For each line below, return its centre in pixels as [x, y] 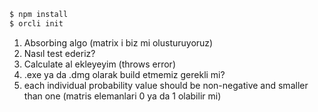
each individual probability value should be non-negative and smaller [166, 85]
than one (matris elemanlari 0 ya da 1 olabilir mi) [122, 96]
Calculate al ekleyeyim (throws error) [99, 64]
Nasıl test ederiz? [59, 53]
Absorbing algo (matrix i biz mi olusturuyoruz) [118, 42]
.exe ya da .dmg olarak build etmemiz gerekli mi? [124, 74]
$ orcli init [36, 23]
